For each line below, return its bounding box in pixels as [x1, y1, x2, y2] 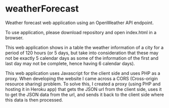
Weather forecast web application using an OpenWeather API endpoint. [5, 20, 154, 26]
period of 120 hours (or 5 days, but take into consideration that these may [5, 50, 158, 56]
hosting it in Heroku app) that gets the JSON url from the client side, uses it [5, 86, 162, 92]
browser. [5, 35, 24, 41]
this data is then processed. [5, 96, 63, 103]
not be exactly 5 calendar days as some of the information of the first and [5, 55, 158, 61]
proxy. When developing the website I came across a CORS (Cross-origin [5, 75, 158, 81]
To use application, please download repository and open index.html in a [5, 29, 157, 35]
